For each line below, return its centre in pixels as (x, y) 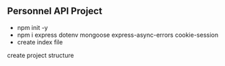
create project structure (40, 55)
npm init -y (32, 27)
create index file (40, 42)
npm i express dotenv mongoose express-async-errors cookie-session (118, 35)
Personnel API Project (55, 11)
